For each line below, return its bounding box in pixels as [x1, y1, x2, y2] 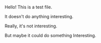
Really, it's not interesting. [4, 23, 57, 29]
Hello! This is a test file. [4, 4, 52, 10]
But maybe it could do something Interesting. [4, 33, 97, 38]
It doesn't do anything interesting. [4, 14, 74, 19]
